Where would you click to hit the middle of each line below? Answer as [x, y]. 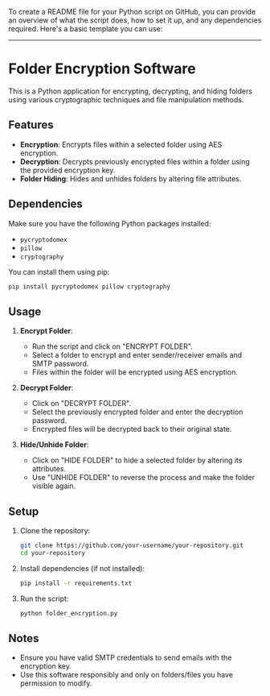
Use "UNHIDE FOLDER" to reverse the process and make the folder [143, 478]
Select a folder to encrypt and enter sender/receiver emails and [137, 355]
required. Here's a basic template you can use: [86, 29]
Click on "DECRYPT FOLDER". [82, 404]
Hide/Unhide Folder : [54, 445]
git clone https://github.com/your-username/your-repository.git [131, 546]
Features [31, 125]
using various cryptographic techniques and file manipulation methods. [126, 99]
